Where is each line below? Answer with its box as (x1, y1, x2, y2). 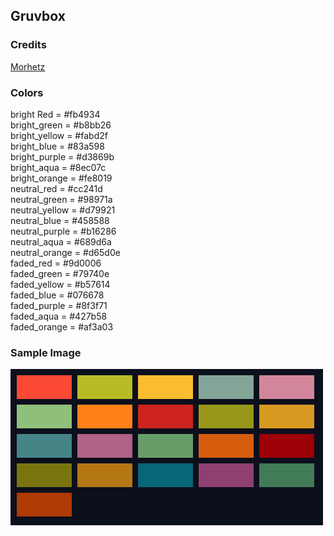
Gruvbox (10, 8, 66, 25)
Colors (10, 85, 44, 99)
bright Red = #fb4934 (10, 108, 101, 120)
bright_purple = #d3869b (10, 150, 115, 163)
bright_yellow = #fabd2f (10, 129, 108, 141)
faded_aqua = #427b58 (10, 310, 108, 322)
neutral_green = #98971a (10, 193, 113, 205)
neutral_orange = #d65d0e (10, 246, 121, 258)
